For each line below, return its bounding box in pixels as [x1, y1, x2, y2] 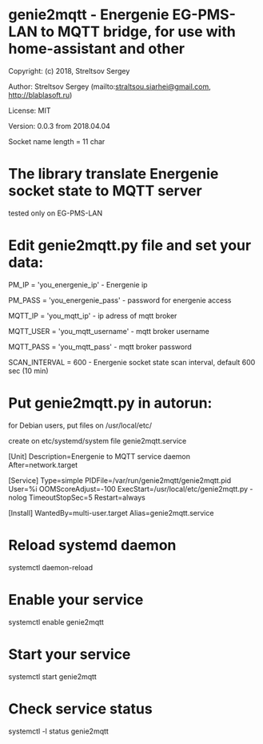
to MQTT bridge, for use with [40, 22, 236, 41]
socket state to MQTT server [8, 182, 202, 200]
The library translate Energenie [8, 165, 219, 183]
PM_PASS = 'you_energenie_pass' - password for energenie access [8, 295, 232, 305]
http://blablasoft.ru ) [8, 90, 73, 99]
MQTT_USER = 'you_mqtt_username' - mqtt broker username [8, 326, 209, 336]
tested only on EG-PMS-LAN [8, 208, 103, 218]
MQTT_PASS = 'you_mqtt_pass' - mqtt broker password [8, 342, 192, 352]
